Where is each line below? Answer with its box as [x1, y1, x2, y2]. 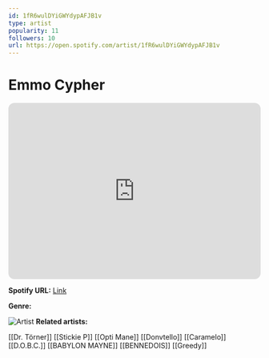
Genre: [8, 301, 32, 311]
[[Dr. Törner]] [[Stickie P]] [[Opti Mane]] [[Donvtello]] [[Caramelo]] [8, 332, 227, 342]
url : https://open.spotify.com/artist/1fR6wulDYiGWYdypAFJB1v [8, 42, 220, 50]
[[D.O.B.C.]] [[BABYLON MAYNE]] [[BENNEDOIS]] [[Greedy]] [8, 341, 207, 351]
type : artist [8, 19, 52, 27]
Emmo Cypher [8, 76, 106, 95]
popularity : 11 [8, 26, 59, 34]
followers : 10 [8, 34, 56, 42]
